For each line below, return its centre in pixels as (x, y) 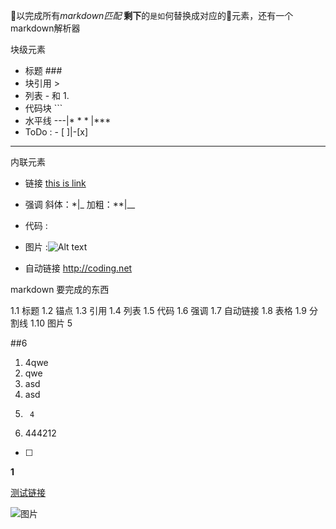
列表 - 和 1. (47, 95)
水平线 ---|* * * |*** (68, 120)
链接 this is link (55, 183)
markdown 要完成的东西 (60, 289)
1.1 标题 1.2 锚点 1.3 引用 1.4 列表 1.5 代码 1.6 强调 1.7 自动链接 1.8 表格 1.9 (158, 310)
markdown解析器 (45, 28)
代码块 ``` (43, 108)
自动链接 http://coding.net (78, 268)
